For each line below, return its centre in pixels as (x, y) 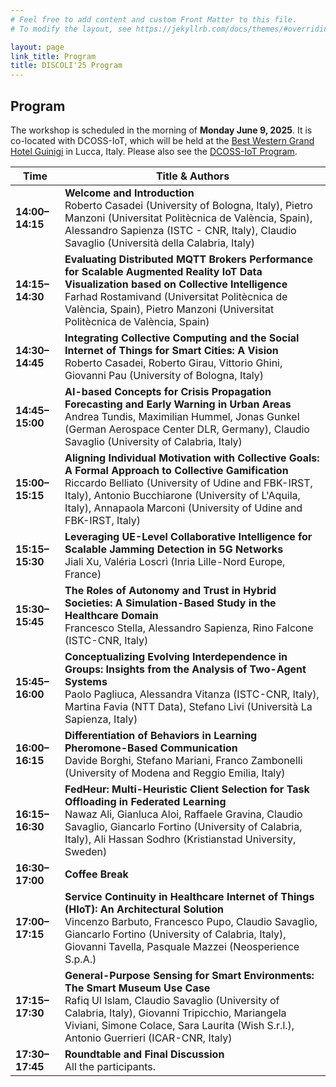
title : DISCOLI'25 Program (66, 66)
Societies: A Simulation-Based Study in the (170, 603)
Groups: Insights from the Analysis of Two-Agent (185, 669)
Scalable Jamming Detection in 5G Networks (174, 549)
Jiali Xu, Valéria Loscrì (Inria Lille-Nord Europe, (175, 561)
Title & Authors (192, 176)
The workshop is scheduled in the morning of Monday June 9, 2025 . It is (161, 130)
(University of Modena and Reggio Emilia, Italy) (175, 773)
